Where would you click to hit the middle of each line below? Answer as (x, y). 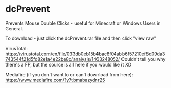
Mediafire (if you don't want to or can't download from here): (69, 74)
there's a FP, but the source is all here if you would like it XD (68, 64)
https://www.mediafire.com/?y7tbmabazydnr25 (55, 80)
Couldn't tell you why (143, 59)
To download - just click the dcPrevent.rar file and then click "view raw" (81, 38)
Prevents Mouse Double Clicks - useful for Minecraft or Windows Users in (83, 23)
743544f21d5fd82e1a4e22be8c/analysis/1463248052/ (63, 59)
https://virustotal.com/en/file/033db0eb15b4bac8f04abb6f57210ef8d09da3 (85, 54)
